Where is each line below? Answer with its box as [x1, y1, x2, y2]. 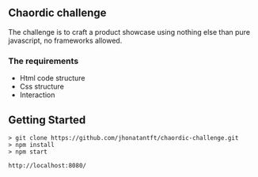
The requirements [8, 55, 79, 66]
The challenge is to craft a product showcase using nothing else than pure [8, 27, 251, 36]
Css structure [19, 82, 65, 92]
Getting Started [8, 113, 86, 126]
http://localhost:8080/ [8, 161, 87, 169]
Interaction [19, 90, 55, 100]
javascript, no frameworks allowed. [8, 36, 123, 45]
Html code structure [19, 73, 85, 83]
